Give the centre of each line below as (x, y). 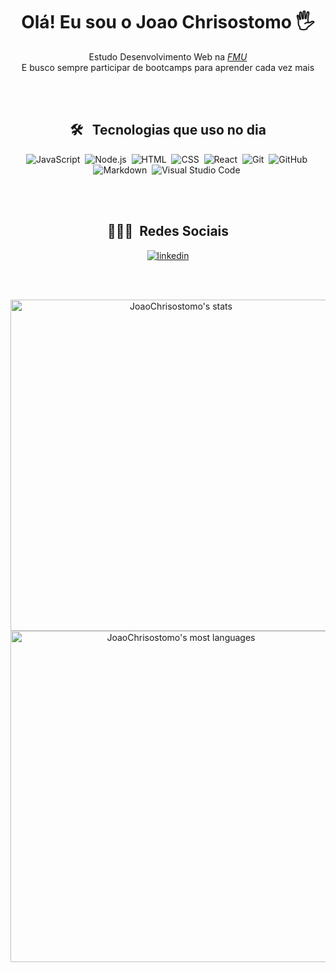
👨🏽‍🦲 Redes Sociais (168, 231)
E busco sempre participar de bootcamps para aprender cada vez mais (168, 67)
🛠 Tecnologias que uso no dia (168, 130)
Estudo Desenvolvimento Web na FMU (168, 56)
